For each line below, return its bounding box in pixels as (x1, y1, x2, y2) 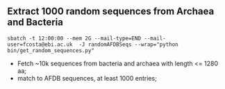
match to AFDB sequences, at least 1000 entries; (17, 74, 158, 82)
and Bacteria (7, 17, 64, 29)
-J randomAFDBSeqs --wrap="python (78, 41, 178, 48)
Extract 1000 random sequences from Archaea (7, 6, 215, 17)
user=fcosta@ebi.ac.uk (7, 41, 73, 48)
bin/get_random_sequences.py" (7, 47, 95, 54)
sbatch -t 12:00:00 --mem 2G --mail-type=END (7, 35, 141, 42)
